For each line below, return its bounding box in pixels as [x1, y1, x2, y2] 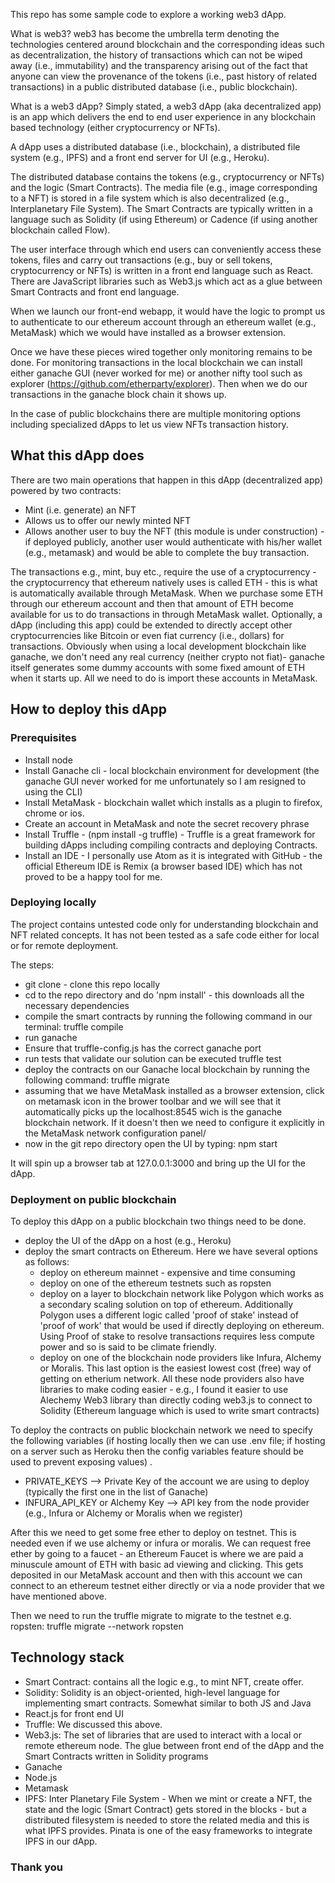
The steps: [10, 959, 55, 971]
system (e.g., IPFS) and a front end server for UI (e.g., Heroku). [10, 152, 270, 163]
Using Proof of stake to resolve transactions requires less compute [39, 1330, 315, 1343]
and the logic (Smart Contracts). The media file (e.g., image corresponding [10, 182, 318, 193]
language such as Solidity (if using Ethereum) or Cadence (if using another [10, 214, 318, 225]
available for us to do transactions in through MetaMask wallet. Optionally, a [10, 608, 323, 620]
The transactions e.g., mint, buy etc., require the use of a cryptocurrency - [10, 565, 317, 578]
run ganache [24, 1031, 78, 1043]
